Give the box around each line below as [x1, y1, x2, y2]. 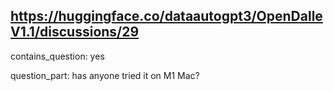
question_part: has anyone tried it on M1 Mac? [10, 69, 200, 81]
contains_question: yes [10, 50, 105, 62]
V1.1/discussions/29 [10, 24, 140, 41]
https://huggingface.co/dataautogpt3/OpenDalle [10, 8, 323, 25]
